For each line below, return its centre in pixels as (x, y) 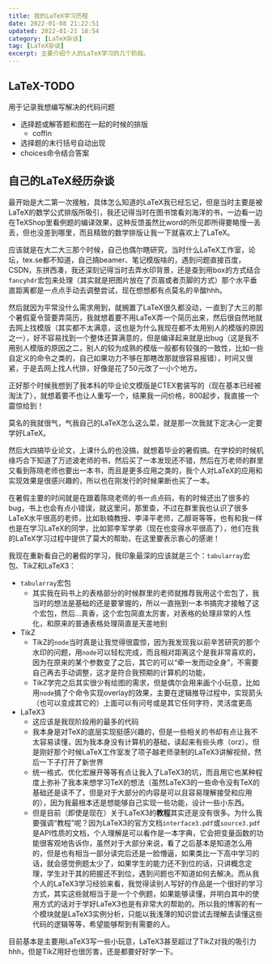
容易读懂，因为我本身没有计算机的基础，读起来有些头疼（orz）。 (146, 741)
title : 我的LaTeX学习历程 (49, 16)
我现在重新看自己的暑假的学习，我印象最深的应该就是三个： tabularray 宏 (130, 555)
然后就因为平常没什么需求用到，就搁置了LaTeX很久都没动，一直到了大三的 (132, 307)
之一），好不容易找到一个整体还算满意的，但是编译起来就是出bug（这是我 (130, 338)
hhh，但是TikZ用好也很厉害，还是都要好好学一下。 (93, 951)
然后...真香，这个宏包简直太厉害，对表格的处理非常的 (149, 613)
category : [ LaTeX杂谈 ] (45, 38)
